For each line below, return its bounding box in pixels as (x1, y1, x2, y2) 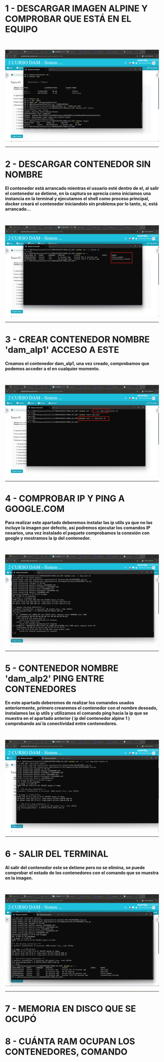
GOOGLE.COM (5, 504, 65, 514)
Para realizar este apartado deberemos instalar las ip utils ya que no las (5, 520, 153, 526)
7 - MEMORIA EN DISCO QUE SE (5, 1003, 136, 1014)
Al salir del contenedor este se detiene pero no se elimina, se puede (5, 864, 145, 870)
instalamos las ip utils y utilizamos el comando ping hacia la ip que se (5, 710, 148, 716)
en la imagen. (5, 875, 33, 881)
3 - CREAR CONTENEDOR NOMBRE (5, 334, 150, 345)
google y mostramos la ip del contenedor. (5, 535, 91, 541)
